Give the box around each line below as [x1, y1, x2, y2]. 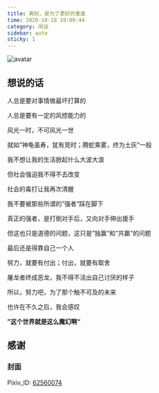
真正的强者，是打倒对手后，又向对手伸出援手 [7, 214, 135, 222]
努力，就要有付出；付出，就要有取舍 [7, 258, 111, 267]
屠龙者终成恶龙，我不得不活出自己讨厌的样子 [7, 273, 135, 281]
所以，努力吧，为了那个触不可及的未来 [7, 288, 116, 296]
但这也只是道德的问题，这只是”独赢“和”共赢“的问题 [7, 229, 151, 237]
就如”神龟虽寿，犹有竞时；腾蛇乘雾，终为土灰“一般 [7, 140, 152, 149]
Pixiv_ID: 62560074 [7, 378, 62, 387]
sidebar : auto [7, 29, 48, 37]
